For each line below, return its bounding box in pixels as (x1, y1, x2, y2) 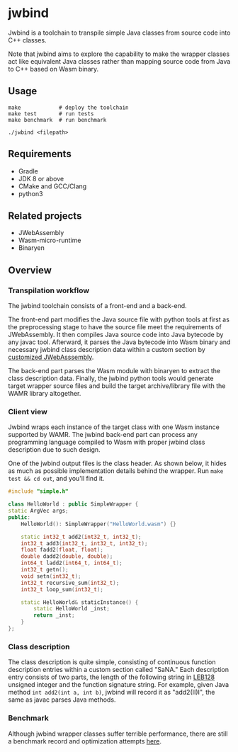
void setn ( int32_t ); (21, 572, 81, 580)
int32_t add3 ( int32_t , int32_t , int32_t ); (21, 540, 148, 547)
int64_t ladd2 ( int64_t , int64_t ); (21, 559, 123, 567)
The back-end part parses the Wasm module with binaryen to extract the (8, 367, 221, 375)
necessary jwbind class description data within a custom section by (8, 346, 206, 354)
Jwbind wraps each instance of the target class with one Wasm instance (8, 423, 220, 431)
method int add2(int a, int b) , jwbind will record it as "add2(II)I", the (8, 688, 215, 697)
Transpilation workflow (8, 285, 90, 295)
